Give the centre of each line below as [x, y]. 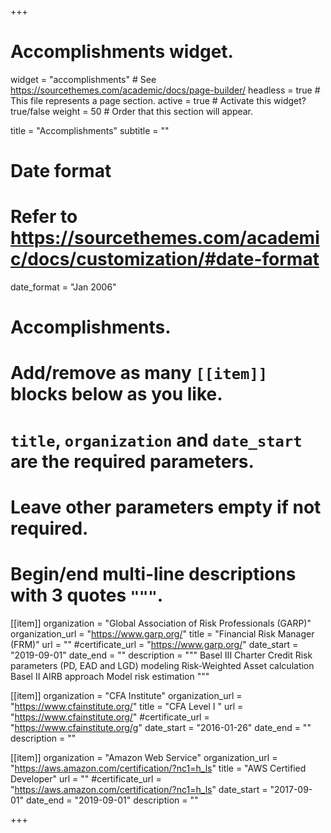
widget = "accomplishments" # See [83, 79]
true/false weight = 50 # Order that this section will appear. [132, 111]
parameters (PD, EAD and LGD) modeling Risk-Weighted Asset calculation [162, 665]
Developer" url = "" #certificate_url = [86, 778]
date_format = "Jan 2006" [63, 287]
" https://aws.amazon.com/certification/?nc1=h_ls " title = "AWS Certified [158, 768]
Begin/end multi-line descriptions [153, 574]
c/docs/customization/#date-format [165, 259]
